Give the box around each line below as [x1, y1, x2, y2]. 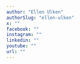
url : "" [6, 49, 26, 55]
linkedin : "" [6, 37, 39, 43]
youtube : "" [6, 43, 36, 49]
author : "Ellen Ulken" [6, 9, 64, 15]
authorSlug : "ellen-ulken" [6, 15, 75, 21]
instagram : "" [6, 32, 42, 38]
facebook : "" [6, 26, 39, 32]
